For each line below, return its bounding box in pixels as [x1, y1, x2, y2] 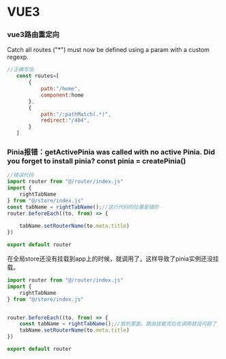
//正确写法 [7, 66, 34, 73]
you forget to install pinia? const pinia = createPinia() [7, 157, 186, 166]
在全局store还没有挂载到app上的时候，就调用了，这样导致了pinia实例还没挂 [7, 254, 219, 263]
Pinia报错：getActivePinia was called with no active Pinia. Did [7, 148, 215, 157]
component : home [40, 92, 84, 98]
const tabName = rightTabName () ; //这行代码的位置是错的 [7, 203, 159, 211]
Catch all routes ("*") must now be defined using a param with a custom [7, 46, 210, 54]
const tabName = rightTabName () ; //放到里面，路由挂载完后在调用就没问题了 [19, 321, 217, 328]
